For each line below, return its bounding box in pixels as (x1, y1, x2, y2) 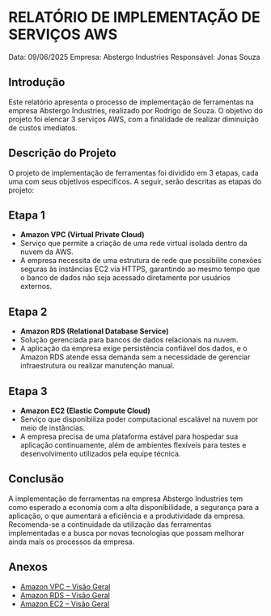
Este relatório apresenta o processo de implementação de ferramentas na (8, 97, 255, 107)
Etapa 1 (8, 208, 46, 222)
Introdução (8, 75, 66, 89)
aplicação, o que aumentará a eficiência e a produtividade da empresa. (8, 511, 245, 520)
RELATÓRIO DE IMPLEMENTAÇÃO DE (8, 8, 260, 27)
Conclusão (8, 472, 65, 486)
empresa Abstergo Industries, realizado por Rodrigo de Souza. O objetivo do (8, 105, 263, 115)
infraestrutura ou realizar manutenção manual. (19, 361, 176, 371)
